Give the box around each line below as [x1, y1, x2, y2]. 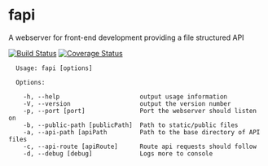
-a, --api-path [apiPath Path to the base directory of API [23, 128, 261, 136]
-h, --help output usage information [23, 92, 228, 101]
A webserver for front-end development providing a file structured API [8, 33, 244, 42]
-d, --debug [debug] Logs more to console [23, 149, 213, 158]
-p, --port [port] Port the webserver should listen [23, 107, 257, 115]
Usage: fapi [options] [15, 63, 93, 72]
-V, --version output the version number [23, 99, 231, 107]
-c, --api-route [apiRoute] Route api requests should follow [23, 142, 257, 151]
